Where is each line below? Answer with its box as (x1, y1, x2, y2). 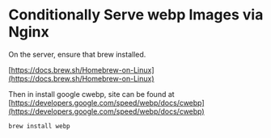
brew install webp (8, 122, 70, 130)
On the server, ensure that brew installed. (8, 49, 146, 59)
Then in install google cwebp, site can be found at (8, 89, 176, 98)
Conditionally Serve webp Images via (8, 6, 264, 24)
